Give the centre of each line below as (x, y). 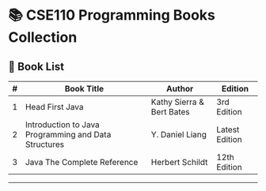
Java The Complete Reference (82, 162)
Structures (45, 144)
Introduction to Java (63, 125)
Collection (43, 37)
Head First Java (54, 107)
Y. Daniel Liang (179, 135)
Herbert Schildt (179, 162)
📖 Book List (36, 67)
